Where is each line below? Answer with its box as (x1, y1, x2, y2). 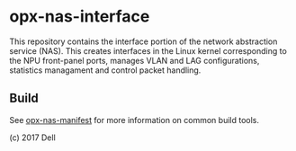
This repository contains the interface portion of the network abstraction (9, 36, 278, 47)
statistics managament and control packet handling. (9, 65, 202, 75)
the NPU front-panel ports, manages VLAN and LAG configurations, (9, 55, 260, 66)
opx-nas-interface (9, 6, 150, 27)
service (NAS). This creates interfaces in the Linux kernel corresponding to (9, 45, 288, 56)
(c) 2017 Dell (9, 132, 56, 143)
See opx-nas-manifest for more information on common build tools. (9, 114, 259, 125)
